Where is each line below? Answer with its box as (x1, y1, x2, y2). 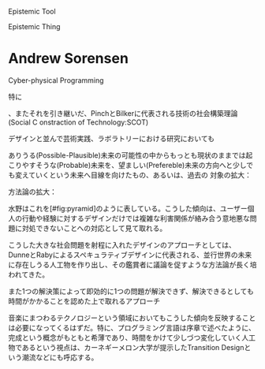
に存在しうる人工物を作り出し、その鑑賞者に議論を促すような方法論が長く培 (8, 259, 257, 269)
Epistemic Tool (8, 7, 57, 16)
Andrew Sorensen (8, 50, 129, 68)
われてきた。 (8, 270, 50, 279)
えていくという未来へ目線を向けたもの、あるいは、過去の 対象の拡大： (21, 170, 252, 180)
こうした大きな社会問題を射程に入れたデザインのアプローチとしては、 (8, 240, 237, 249)
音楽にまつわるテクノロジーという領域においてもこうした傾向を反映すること (8, 313, 256, 322)
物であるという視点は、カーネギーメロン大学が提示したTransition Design (8, 342, 244, 352)
